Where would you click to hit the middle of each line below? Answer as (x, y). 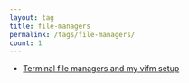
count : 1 (26, 43)
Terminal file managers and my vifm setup (101, 69)
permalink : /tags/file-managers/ (72, 34)
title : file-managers (50, 26)
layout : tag (32, 18)
